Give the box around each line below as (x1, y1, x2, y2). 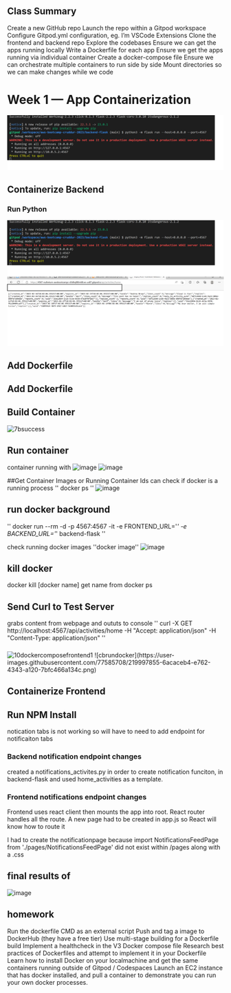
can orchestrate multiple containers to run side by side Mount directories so (7, 60, 222, 68)
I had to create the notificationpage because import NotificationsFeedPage (7, 835, 219, 843)
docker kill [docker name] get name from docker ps (7, 581, 153, 589)
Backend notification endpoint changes (7, 752, 142, 761)
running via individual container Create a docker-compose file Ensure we (7, 53, 214, 61)
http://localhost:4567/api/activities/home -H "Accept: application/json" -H (7, 626, 217, 635)
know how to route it (7, 822, 65, 830)
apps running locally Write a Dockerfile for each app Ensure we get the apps (7, 45, 223, 54)
